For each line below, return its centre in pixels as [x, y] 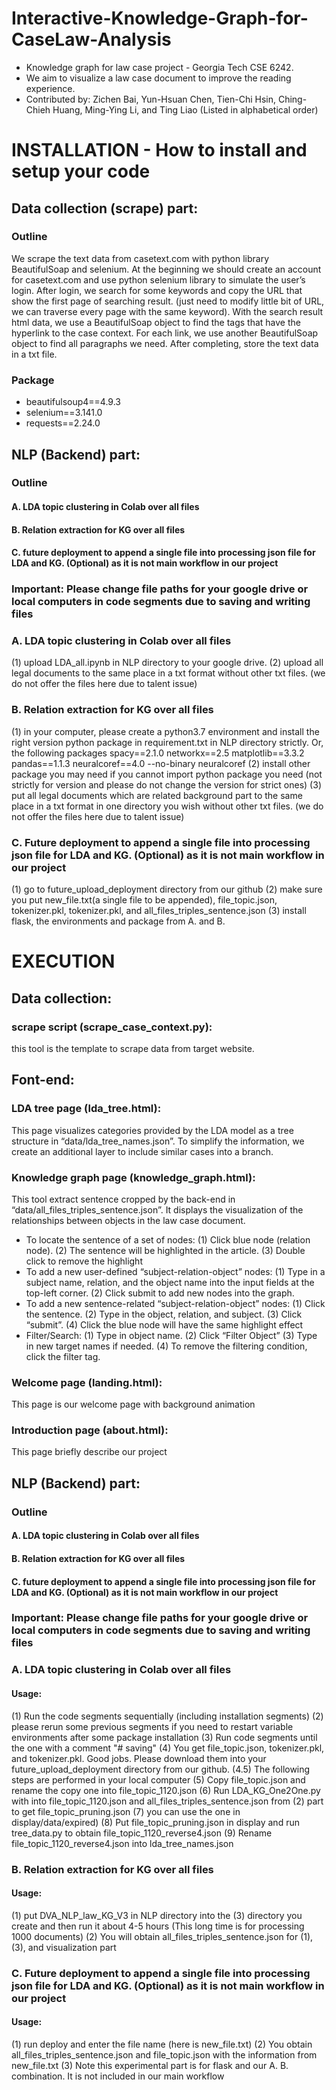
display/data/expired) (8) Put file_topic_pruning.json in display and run [155, 1822]
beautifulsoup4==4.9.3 [73, 402]
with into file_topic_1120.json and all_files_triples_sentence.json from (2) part [167, 1801]
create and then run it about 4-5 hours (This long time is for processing [158, 1926]
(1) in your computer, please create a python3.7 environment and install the [165, 731]
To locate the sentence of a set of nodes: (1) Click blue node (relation [168, 1239]
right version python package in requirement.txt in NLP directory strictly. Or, [167, 742]
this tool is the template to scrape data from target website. [133, 1048]
